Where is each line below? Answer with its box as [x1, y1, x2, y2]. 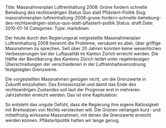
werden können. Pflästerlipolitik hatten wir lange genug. [5, 118, 120, 123]
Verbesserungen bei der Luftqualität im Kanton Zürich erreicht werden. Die [5, 51, 159, 57]
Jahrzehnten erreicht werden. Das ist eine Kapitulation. [5, 92, 118, 98]
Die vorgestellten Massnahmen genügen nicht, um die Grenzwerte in [5, 76, 146, 82]
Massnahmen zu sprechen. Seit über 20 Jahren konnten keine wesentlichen [5, 46, 161, 51]
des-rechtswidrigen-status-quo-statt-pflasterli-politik [5, 20, 116, 26]
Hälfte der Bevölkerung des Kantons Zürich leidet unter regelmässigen [5, 56, 150, 62]
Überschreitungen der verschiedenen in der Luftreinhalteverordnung [5, 62, 146, 67]
